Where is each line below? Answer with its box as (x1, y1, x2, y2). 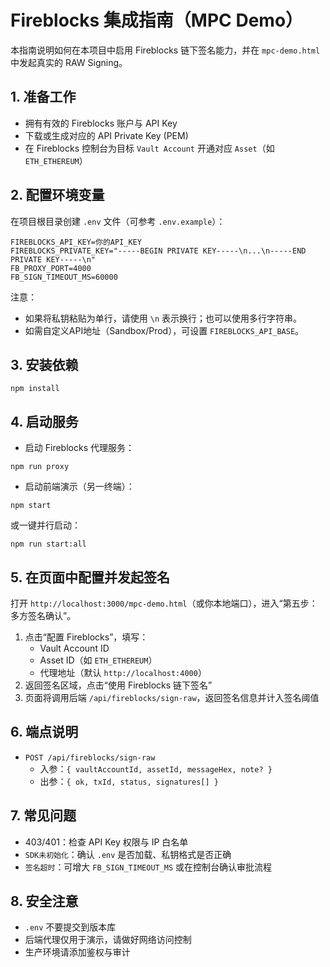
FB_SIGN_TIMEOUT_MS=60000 (10, 272, 118, 282)
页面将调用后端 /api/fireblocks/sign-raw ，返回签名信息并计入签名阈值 (24, 692, 320, 703)
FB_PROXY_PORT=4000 (10, 263, 92, 273)
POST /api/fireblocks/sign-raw (24, 752, 156, 763)
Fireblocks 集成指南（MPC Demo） (10, 9, 304, 32)
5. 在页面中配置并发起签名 (10, 569, 170, 586)
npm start (10, 501, 52, 511)
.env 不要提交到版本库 (24, 921, 117, 933)
